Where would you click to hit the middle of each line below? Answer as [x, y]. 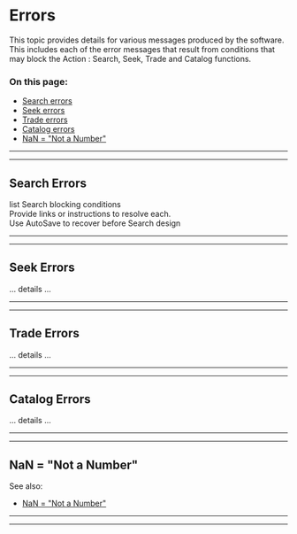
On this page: [38, 81]
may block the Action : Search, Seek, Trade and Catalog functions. [130, 58]
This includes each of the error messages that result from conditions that [142, 49]
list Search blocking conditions [65, 205]
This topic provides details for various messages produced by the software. [147, 40]
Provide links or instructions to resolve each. [90, 214]
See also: [26, 486]
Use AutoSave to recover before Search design [95, 223]
